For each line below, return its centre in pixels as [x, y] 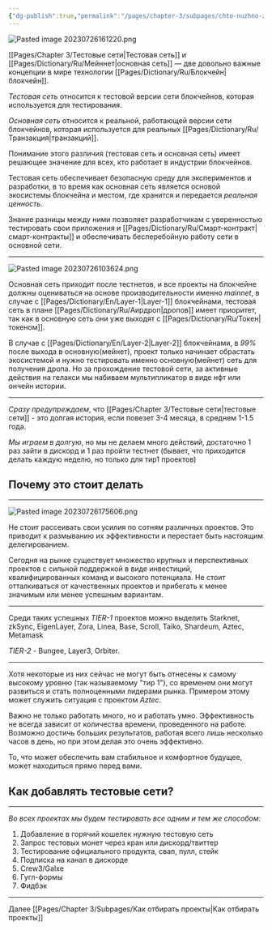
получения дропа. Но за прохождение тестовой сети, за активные [123, 369]
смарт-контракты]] [41, 237]
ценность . [25, 203]
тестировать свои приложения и [65, 228]
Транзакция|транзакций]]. [53, 138]
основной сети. [35, 245]
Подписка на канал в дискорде [74, 860]
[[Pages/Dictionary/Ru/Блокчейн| [170, 72]
